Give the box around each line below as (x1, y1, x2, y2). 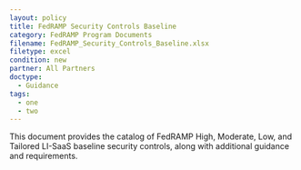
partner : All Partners (9, 65, 95, 74)
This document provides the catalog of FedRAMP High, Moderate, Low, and (9, 131, 293, 142)
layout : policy (9, 13, 67, 23)
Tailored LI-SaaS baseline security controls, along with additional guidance (9, 141, 289, 152)
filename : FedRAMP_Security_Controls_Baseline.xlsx (9, 38, 209, 48)
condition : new (9, 55, 67, 65)
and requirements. (9, 151, 78, 162)
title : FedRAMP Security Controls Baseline (9, 22, 177, 31)
